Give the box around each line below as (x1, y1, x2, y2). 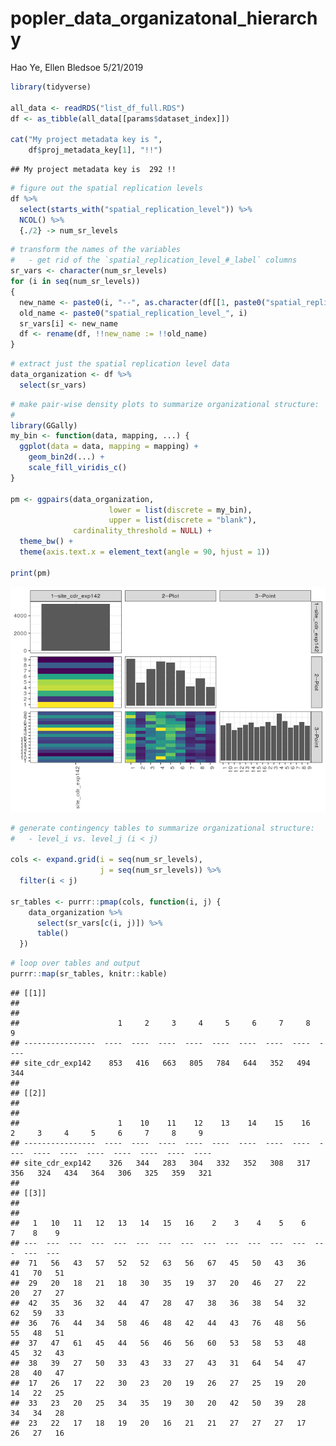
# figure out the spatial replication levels (10, 183, 203, 194)
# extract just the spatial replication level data (10, 359, 230, 369)
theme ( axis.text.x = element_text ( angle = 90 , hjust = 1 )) (19, 547, 271, 557)
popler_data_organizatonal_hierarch (10, 7, 318, 30)
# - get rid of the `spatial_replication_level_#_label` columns (10, 255, 298, 266)
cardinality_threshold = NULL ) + (73, 526, 213, 536)
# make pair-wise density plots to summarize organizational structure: (10, 399, 320, 409)
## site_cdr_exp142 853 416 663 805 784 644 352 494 (10, 1058, 311, 1068)
